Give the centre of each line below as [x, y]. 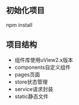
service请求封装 [34, 89]
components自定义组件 [42, 67]
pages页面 [27, 74]
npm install [19, 24]
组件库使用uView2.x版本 [44, 60]
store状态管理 [31, 82]
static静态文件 [31, 96]
